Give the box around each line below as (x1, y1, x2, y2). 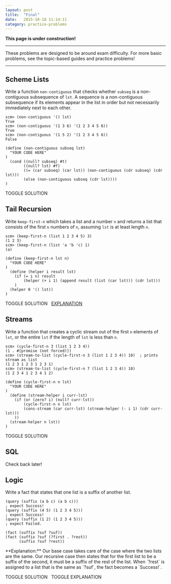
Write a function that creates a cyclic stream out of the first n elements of (5, 328, 159, 334)
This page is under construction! (5, 36, 76, 42)
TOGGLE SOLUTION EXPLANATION (5, 300, 82, 306)
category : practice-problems (5, 21, 67, 27)
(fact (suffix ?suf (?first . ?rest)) (5, 535, 88, 540)
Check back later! (5, 461, 42, 467)
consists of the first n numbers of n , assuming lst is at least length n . (5, 224, 150, 230)
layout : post (5, 7, 33, 13)
